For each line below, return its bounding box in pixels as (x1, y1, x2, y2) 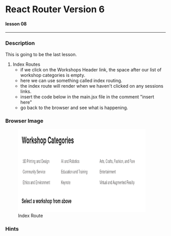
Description (5, 40, 35, 47)
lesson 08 (5, 20, 27, 27)
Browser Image (5, 117, 44, 124)
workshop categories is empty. (20, 72, 85, 78)
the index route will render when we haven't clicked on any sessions (20, 83, 164, 89)
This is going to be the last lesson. (5, 51, 77, 57)
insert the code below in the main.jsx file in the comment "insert (20, 93, 154, 100)
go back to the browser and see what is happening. (20, 104, 128, 111)
